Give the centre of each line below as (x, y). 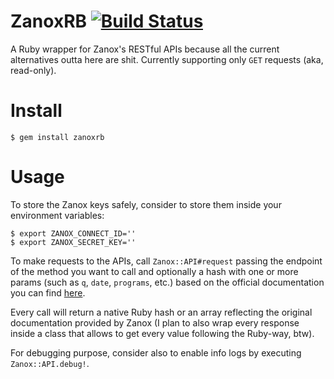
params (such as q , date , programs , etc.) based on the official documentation (167, 282)
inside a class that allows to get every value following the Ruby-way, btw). (162, 333)
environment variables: (57, 215)
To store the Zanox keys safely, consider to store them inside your (146, 204)
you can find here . (48, 292)
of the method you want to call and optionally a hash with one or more (154, 271)
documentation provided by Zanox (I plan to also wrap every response (155, 322)
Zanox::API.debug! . (50, 363)
